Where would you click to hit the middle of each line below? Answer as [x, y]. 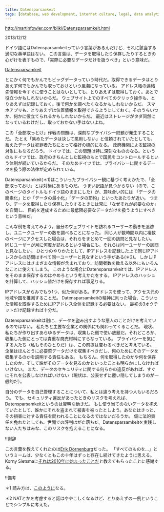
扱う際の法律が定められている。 [46, 169]
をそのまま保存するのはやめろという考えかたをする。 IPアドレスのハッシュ [80, 275]
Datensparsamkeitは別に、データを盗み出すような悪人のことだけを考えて [79, 320]
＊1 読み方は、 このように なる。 [37, 488]
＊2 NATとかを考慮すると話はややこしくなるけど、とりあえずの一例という [80, 498]
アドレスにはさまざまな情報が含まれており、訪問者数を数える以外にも [75, 263]
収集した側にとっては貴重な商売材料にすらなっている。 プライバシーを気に [80, 338]
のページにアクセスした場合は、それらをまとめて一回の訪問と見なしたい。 [80, 238]
